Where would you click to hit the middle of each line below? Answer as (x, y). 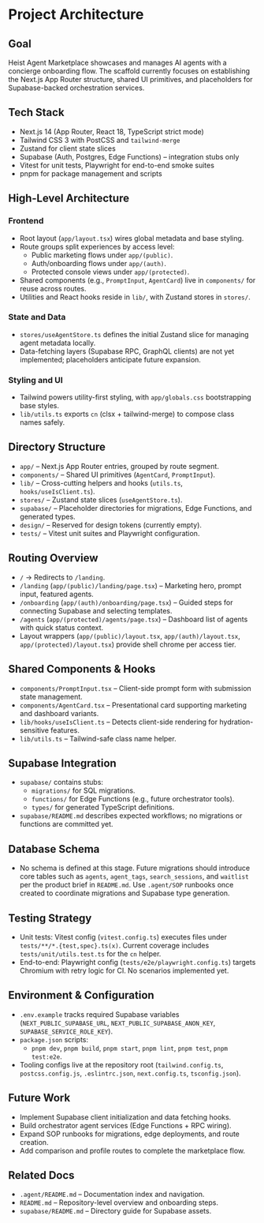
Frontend (26, 221)
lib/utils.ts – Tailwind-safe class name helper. (98, 738)
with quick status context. (61, 627)
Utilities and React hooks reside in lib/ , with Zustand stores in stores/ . (135, 297)
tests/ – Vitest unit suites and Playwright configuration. (110, 533)
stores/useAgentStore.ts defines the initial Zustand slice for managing (134, 334)
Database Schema (54, 849)
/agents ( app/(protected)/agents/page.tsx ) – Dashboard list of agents (134, 619)
